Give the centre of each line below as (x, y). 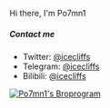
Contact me (32, 34)
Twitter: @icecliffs (56, 56)
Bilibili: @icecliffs (54, 75)
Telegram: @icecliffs (61, 66)
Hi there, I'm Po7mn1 (48, 13)
